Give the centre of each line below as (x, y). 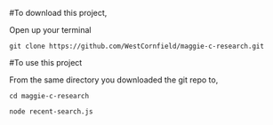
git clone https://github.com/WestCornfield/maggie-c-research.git (137, 46)
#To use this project (46, 62)
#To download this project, (58, 13)
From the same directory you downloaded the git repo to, (114, 80)
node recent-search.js (51, 112)
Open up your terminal (50, 30)
